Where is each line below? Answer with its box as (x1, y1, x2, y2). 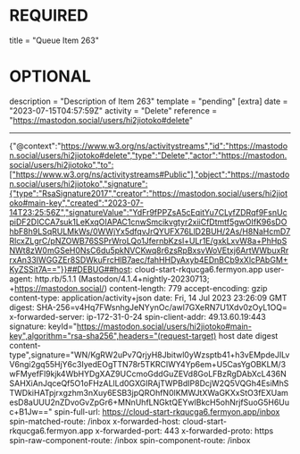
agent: (9, 273, 33, 284)
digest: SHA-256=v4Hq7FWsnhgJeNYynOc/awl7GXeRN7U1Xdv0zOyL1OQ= (9, 301, 287, 313)
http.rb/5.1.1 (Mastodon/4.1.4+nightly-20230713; (34, 273, 210, 284)
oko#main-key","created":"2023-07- (9, 198, 145, 208)
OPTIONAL (9, 66, 91, 87)
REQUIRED (9, 5, 89, 26)
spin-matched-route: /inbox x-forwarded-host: (9, 416, 181, 426)
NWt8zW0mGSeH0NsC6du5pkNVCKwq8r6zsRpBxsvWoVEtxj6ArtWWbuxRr (9, 245, 289, 256)
